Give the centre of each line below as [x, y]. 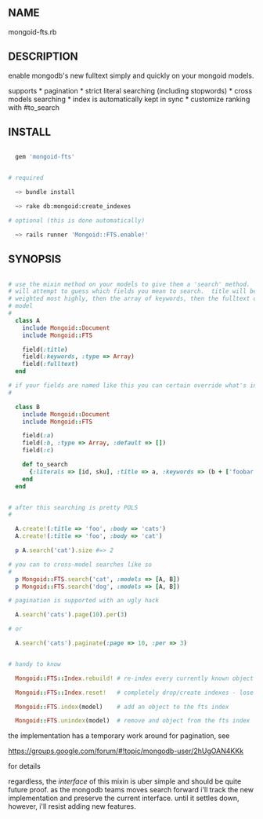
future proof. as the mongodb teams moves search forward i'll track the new [131, 790]
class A [28, 320]
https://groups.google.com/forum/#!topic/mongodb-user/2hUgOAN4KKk [126, 751]
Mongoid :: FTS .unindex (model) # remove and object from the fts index [133, 721]
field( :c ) [38, 451]
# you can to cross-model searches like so [80, 565]
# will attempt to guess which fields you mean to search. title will [127, 291]
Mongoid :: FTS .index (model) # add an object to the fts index [122, 707]
